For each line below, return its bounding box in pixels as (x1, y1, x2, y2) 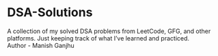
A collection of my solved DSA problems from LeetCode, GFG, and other (7, 27, 211, 35)
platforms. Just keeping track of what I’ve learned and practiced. (7, 34, 190, 42)
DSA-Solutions (7, 5, 93, 20)
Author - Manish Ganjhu (7, 41, 75, 49)
